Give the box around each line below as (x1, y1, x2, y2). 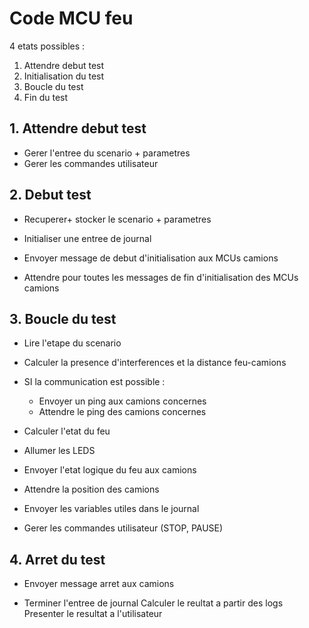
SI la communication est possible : (23, 376, 166, 388)
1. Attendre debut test (9, 120, 147, 137)
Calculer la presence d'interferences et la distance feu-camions (23, 357, 287, 369)
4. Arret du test (9, 551, 106, 568)
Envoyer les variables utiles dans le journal (23, 503, 200, 515)
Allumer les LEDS (23, 445, 96, 457)
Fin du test (23, 91, 69, 103)
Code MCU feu (9, 7, 134, 30)
